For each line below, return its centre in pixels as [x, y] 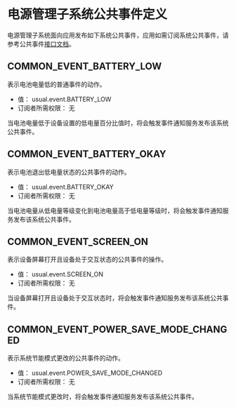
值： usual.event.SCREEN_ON [60, 274]
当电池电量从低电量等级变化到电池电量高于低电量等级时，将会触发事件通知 [115, 211]
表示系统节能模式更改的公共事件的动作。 [66, 358]
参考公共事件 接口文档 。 [41, 44]
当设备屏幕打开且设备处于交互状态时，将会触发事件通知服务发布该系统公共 [115, 298]
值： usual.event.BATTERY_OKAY [65, 187]
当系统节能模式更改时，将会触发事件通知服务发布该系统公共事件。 [103, 396]
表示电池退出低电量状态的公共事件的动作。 [69, 172]
